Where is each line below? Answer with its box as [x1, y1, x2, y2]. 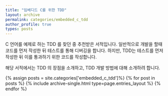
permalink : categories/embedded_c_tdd [5, 17, 88, 22]
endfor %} [5, 86, 27, 92]
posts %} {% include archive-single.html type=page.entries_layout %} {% [5, 80, 161, 87]
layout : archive [5, 12, 40, 17]
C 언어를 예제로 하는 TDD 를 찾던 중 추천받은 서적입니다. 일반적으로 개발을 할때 [5, 41, 163, 47]
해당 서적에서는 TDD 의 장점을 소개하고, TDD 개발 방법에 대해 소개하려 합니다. [5, 65, 160, 71]
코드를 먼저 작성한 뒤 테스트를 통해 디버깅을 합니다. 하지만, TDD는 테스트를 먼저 [5, 47, 163, 54]
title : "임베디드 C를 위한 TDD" [5, 7, 67, 13]
